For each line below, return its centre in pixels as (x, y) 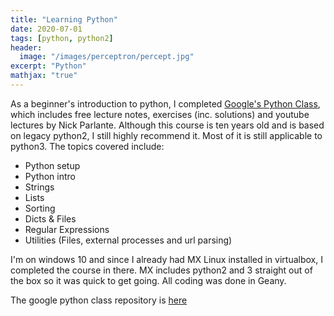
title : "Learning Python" (64, 19)
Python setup (52, 165)
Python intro (50, 176)
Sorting (40, 208)
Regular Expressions (67, 229)
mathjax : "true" (44, 76)
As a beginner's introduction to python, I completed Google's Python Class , (165, 103)
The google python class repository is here (99, 300)
